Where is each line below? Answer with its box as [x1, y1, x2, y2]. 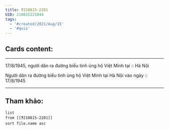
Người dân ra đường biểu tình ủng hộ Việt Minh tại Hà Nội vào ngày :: [5, 72, 148, 78]
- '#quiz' [10, 26, 30, 31]
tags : [5, 17, 17, 22]
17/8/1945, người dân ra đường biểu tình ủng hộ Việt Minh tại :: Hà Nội [5, 62, 149, 68]
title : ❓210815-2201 [5, 7, 48, 13]
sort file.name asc [5, 121, 46, 126]
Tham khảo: [5, 97, 44, 105]
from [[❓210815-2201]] [5, 115, 53, 120]
